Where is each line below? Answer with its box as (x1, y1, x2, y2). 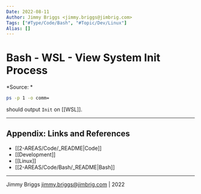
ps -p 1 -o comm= (6, 95, 50, 101)
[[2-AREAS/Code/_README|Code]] (14, 144, 102, 152)
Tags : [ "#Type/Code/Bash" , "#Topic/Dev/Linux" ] (6, 20, 127, 26)
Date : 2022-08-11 (6, 8, 50, 15)
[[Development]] (14, 150, 56, 158)
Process (6, 64, 48, 78)
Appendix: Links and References (6, 129, 130, 139)
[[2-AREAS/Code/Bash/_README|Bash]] (14, 164, 115, 171)
